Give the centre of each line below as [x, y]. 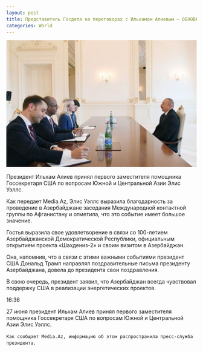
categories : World [29, 25]
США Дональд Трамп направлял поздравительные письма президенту [98, 264]
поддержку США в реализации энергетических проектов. [81, 288]
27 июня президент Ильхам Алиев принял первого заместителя [89, 311]
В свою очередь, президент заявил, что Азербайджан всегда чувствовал [101, 282]
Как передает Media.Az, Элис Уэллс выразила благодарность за [90, 201]
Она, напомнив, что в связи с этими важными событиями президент [95, 257]
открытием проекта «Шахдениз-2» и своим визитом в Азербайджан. [96, 245]
